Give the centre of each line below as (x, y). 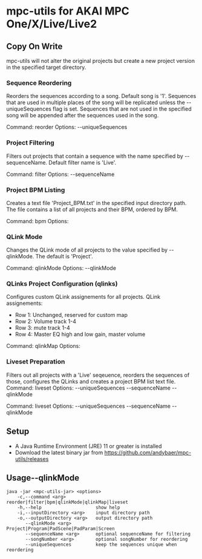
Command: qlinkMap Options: (43, 346)
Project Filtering (30, 143)
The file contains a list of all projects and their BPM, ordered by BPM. (92, 209)
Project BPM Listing (36, 190)
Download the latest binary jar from (59, 453)
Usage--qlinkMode (43, 478)
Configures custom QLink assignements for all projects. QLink (83, 297)
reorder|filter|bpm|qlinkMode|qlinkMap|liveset (67, 502)
